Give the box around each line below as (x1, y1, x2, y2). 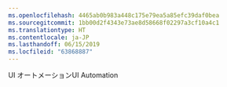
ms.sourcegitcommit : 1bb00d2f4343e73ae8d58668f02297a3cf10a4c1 (8, 19, 220, 27)
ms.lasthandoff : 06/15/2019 (8, 41, 101, 49)
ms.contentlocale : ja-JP (8, 33, 90, 42)
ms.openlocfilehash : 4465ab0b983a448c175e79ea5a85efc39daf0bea (8, 11, 220, 20)
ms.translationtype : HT (8, 26, 86, 34)
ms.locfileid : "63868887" (8, 48, 93, 56)
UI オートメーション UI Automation (8, 71, 119, 79)
